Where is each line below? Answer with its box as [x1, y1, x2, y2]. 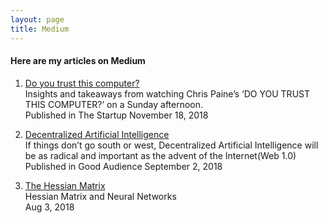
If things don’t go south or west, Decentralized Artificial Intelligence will [24, 139, 319, 151]
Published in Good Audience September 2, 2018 [24, 160, 223, 172]
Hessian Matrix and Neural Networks [24, 190, 177, 202]
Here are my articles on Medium [10, 55, 146, 67]
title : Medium [10, 24, 70, 34]
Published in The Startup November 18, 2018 [24, 109, 209, 121]
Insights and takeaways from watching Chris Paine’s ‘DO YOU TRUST [24, 87, 310, 100]
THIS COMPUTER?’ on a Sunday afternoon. [24, 98, 204, 110]
